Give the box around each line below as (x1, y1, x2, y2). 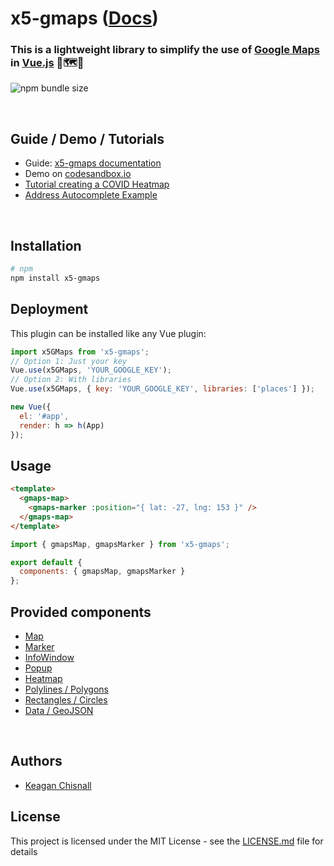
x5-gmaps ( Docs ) (10, 7, 159, 30)
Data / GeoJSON (24, 705, 94, 717)
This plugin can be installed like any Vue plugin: (10, 327, 207, 339)
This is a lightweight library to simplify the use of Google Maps (10, 43, 320, 57)
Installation (10, 237, 82, 254)
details (10, 845, 38, 857)
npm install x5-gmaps (10, 273, 101, 283)
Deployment (10, 301, 89, 318)
